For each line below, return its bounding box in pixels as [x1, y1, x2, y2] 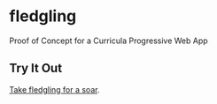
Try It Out [9, 61, 63, 76]
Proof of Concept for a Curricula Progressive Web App [9, 35, 208, 46]
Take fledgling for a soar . [9, 84, 100, 94]
